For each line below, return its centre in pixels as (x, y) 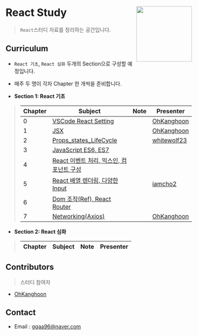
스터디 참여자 (35, 282)
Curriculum (27, 49)
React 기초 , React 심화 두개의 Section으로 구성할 (70, 63)
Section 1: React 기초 (40, 96)
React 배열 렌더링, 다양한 (85, 180)
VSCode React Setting (83, 121)
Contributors (30, 267)
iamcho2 (164, 184)
